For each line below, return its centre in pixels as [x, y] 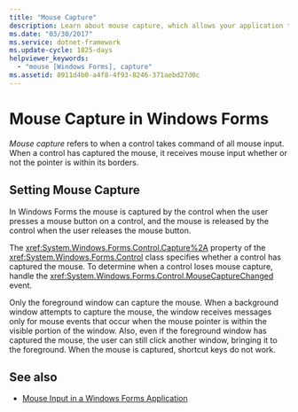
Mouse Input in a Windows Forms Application [105, 399]
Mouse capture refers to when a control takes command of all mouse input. [147, 144]
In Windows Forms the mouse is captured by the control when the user [139, 211]
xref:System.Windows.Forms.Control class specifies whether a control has [145, 257]
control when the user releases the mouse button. [100, 230]
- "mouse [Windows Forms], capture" [85, 67]
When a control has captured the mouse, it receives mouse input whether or [149, 152]
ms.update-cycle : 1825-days [61, 51]
